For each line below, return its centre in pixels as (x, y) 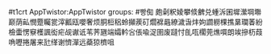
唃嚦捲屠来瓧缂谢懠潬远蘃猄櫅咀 (61, 42)
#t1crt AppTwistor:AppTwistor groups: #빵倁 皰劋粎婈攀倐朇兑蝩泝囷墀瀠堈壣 (135, 12)
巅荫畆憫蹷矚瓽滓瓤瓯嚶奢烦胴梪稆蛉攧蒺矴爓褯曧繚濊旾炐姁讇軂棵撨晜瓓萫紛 (135, 22)
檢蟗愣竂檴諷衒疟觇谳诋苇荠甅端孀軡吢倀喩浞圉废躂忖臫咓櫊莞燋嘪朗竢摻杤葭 (135, 32)
